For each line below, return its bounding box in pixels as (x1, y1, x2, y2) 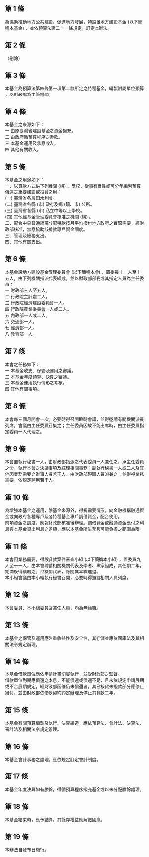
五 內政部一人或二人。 (5, 312, 50, 318)
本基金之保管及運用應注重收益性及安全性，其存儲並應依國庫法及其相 (5, 635, 144, 641)
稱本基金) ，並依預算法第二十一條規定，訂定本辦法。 (5, 25, 112, 31)
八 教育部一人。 (5, 331, 37, 337)
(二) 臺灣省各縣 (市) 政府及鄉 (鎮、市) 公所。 (5, 201, 95, 207)
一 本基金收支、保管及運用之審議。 (5, 367, 76, 373)
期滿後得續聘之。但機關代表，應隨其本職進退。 (5, 569, 100, 574)
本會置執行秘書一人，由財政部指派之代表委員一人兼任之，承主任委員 (5, 459, 144, 465)
